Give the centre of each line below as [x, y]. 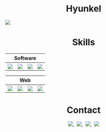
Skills [84, 42]
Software [25, 58]
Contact [84, 110]
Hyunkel [84, 9]
